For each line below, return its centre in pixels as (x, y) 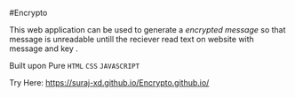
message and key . (44, 48)
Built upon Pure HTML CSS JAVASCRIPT (75, 66)
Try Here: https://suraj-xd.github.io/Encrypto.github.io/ (109, 82)
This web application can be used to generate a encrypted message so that (147, 30)
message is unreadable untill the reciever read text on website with (132, 39)
